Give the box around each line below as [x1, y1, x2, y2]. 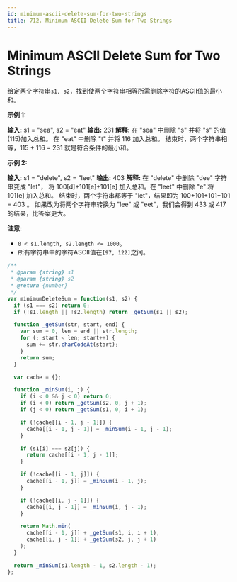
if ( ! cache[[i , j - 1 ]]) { [20, 497, 100, 504]
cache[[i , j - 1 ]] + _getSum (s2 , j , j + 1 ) [25, 536, 157, 543]
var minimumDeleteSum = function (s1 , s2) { [7, 295, 138, 302]
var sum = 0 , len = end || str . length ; [20, 328, 138, 335]
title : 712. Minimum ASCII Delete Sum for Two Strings [7, 17, 173, 24]
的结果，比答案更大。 [7, 209, 69, 218]
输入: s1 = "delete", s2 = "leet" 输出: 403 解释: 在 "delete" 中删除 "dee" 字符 [7, 174, 228, 182]
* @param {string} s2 [10, 276, 74, 283]
